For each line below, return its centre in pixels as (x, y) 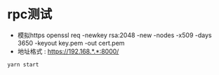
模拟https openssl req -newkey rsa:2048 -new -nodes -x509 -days (114, 35)
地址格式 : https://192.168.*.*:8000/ (68, 51)
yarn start (23, 64)
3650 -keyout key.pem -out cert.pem (71, 43)
